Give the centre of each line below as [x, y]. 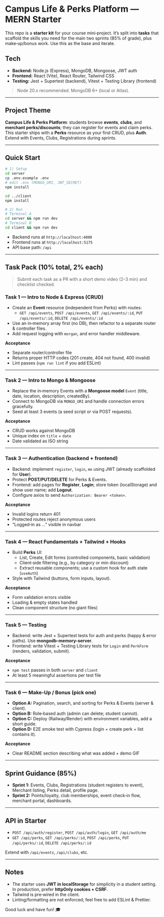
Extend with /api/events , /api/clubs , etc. [47, 852]
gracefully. [23, 407]
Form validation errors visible [41, 597]
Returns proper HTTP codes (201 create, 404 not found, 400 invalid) [81, 358]
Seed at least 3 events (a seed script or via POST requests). [72, 412]
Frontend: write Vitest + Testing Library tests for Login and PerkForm [80, 646]
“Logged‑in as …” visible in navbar [47, 524]
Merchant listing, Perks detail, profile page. [55, 790]
